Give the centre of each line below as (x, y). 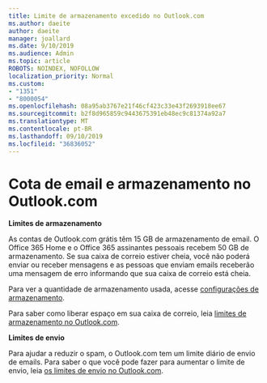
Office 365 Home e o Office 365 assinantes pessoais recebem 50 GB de (129, 248)
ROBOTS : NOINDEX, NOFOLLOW (54, 69)
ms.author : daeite (39, 23)
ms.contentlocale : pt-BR (50, 129)
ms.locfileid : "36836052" (52, 144)
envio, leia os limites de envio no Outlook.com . (86, 371)
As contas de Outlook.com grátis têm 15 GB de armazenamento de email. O (134, 239)
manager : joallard (39, 38)
